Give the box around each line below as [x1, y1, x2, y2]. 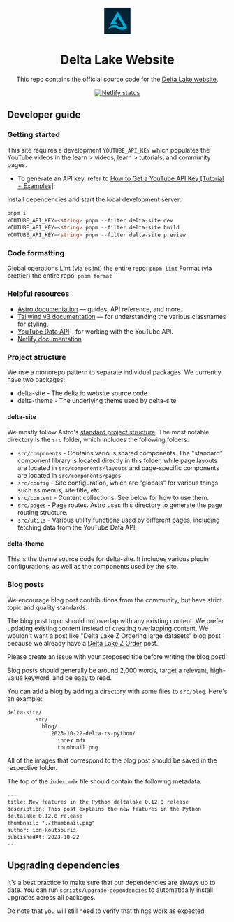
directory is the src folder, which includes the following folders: [7, 435, 189, 444]
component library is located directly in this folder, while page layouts [17, 456, 218, 465]
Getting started [7, 130, 61, 140]
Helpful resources [7, 289, 70, 299]
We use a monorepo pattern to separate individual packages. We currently [7, 368, 221, 376]
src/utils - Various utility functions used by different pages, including [17, 516, 220, 525]
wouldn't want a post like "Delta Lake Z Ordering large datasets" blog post [7, 631, 221, 640]
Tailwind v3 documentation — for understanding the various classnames [17, 312, 226, 320]
